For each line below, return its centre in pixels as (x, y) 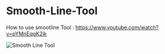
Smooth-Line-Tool (52, 11)
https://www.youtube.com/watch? (117, 27)
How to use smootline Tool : (40, 27)
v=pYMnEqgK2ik (26, 33)
